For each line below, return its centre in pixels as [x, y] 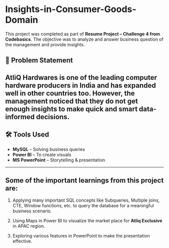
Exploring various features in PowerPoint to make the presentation [81, 236]
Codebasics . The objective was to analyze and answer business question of [84, 39]
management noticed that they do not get [72, 101]
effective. [22, 241]
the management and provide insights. [45, 44]
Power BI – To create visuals [42, 154]
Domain [22, 20]
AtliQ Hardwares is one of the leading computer [81, 77]
